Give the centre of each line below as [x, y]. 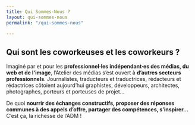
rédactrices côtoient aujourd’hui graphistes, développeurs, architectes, [93, 85]
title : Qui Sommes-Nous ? [38, 12]
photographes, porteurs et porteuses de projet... [65, 92]
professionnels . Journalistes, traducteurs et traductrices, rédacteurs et [94, 79]
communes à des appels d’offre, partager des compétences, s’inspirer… [97, 110]
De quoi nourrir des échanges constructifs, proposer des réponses [90, 103]
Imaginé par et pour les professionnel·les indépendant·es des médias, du [97, 67]
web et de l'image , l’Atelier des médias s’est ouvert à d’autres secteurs [94, 73]
